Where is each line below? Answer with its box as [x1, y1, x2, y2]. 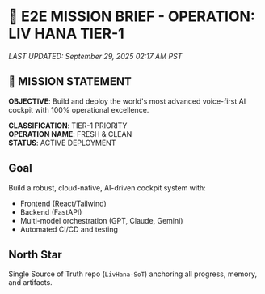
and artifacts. [8, 278, 53, 288]
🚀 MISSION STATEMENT [8, 75, 132, 88]
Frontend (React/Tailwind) [19, 198, 107, 208]
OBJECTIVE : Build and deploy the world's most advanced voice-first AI [8, 96, 246, 106]
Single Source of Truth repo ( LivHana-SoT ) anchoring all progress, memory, [8, 269, 257, 279]
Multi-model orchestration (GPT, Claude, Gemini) [19, 215, 183, 225]
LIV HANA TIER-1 [8, 24, 125, 43]
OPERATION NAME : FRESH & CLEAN [8, 129, 132, 138]
